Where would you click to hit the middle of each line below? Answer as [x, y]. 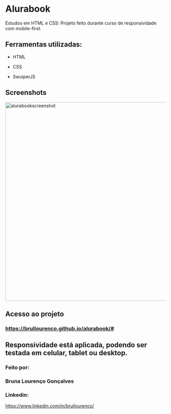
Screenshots [26, 93]
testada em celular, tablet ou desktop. [67, 353]
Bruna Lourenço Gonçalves [40, 381]
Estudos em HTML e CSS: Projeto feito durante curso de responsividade [81, 23]
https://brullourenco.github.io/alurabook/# [60, 328]
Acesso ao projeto [35, 314]
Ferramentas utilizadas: [44, 45]
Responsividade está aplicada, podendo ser [76, 345]
